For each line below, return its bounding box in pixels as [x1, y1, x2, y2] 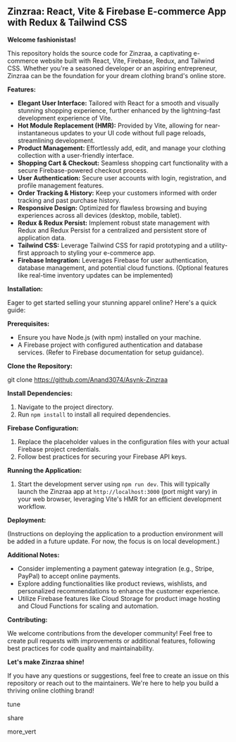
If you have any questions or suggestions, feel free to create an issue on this [7, 671, 230, 679]
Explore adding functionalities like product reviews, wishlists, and [17, 579, 207, 588]
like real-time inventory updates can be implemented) [17, 271, 173, 279]
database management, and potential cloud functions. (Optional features [17, 264, 229, 272]
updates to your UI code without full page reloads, [60, 128, 206, 137]
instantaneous [17, 128, 59, 137]
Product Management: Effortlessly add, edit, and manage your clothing [17, 144, 226, 152]
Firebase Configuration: [7, 423, 79, 432]
